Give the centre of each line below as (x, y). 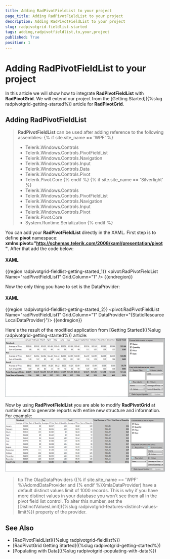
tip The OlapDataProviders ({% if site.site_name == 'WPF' (78, 480)
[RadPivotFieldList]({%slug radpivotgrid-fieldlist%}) (66, 540)
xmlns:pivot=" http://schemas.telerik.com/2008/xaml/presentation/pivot (84, 243)
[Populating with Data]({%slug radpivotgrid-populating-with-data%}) (84, 551)
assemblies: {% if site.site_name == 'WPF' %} (66, 137)
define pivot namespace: (31, 237)
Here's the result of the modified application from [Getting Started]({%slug (83, 330)
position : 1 (18, 43)
